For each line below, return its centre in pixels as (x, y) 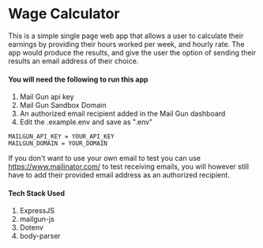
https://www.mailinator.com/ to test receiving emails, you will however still (129, 166)
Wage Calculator (64, 14)
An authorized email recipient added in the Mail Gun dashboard (122, 114)
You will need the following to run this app (78, 79)
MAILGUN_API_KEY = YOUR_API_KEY (61, 137)
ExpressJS (37, 211)
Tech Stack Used (37, 193)
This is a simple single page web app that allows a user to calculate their (126, 36)
